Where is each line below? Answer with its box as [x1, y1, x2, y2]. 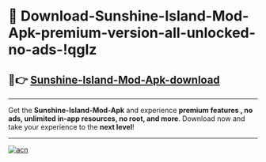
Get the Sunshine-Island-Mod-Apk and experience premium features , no [8, 106, 253, 115]
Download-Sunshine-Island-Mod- [21, 7, 249, 25]
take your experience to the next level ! [8, 122, 135, 131]
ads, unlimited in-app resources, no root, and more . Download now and [8, 114, 245, 123]
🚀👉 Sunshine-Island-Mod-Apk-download [8, 73, 220, 86]
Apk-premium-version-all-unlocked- [8, 24, 256, 42]
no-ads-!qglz [8, 41, 97, 58]
